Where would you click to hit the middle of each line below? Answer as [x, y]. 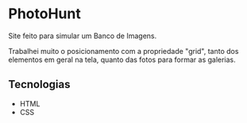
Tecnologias [39, 85]
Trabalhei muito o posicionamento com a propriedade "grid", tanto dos [123, 51]
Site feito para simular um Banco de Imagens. [83, 36]
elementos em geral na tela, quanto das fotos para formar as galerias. [122, 60]
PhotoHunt [44, 14]
